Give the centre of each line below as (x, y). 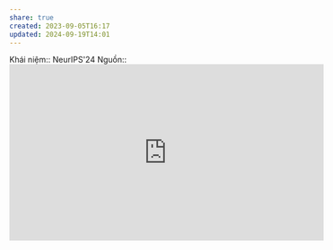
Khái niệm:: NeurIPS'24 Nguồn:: (68, 60)
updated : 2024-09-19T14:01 (60, 34)
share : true (31, 17)
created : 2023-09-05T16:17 (60, 26)
